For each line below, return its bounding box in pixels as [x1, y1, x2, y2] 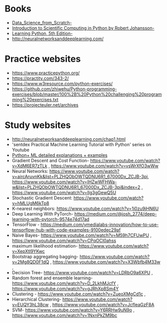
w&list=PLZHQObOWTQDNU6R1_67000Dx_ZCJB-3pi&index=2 [11, 184, 140, 190]
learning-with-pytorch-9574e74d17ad [11, 216, 89, 222]
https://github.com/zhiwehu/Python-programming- [11, 86, 117, 92]
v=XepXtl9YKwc [11, 248, 45, 254]
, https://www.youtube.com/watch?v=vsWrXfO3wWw [48, 163, 158, 169]
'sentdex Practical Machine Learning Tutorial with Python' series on [11, 141, 151, 147]
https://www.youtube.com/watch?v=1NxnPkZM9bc [11, 312, 117, 318]
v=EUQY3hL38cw [11, 301, 49, 307]
